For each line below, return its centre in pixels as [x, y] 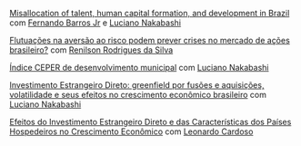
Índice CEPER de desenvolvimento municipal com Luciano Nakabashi [139, 68]
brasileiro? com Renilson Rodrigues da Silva [91, 50]
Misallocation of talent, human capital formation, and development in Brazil [150, 13]
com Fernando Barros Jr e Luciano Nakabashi [95, 23]
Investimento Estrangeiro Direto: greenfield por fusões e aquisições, [137, 85]
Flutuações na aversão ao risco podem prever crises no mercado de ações [150, 40]
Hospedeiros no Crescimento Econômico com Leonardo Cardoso [131, 131]
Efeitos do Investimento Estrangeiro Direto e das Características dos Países [150, 122]
